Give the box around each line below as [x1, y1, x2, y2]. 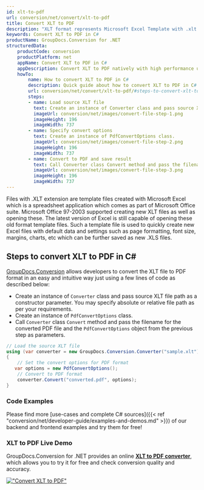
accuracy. [6, 466, 32, 473]
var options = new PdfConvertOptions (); [14, 365, 118, 371]
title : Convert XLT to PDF [6, 20, 75, 26]
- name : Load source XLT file [28, 99, 104, 105]
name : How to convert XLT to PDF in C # [28, 77, 129, 83]
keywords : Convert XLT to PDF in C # [6, 32, 99, 38]
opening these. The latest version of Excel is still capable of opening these [6, 214, 192, 222]
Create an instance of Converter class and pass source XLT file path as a [15, 292, 197, 300]
